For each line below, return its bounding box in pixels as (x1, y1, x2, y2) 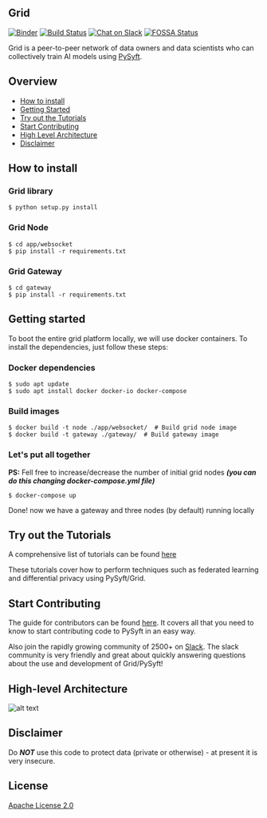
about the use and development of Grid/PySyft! (8, 659, 163, 669)
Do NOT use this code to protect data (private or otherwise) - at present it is (8, 747, 257, 757)
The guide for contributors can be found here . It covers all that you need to (8, 618, 254, 628)
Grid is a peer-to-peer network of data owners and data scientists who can (8, 43, 254, 53)
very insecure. (8, 756, 56, 765)
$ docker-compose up (8, 491, 77, 499)
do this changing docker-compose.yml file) (8, 475, 155, 486)
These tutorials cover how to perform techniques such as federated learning (8, 565, 259, 574)
